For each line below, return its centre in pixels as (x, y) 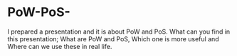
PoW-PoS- (39, 12)
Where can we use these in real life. (60, 46)
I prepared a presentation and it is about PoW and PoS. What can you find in (119, 31)
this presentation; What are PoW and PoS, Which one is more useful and (113, 38)
